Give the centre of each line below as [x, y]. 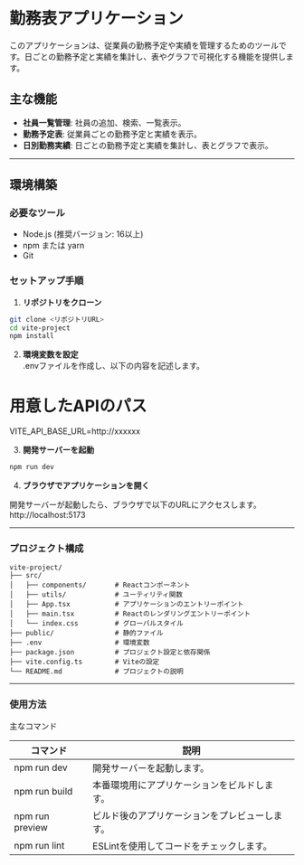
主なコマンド [33, 726]
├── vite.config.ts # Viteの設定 [85, 662]
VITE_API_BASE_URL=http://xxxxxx [75, 431]
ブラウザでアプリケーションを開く [86, 485]
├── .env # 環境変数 [80, 643]
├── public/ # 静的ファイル [86, 634]
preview [31, 827]
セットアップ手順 [47, 281]
